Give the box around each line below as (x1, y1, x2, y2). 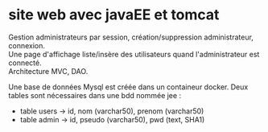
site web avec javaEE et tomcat (8, 6, 220, 24)
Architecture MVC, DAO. (8, 66, 89, 76)
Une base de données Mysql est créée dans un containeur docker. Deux (8, 82, 249, 92)
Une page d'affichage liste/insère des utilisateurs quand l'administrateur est (8, 49, 260, 59)
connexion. (8, 40, 46, 50)
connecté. (8, 58, 42, 68)
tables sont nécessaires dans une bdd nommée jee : (8, 90, 182, 100)
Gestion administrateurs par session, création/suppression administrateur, (8, 32, 254, 42)
